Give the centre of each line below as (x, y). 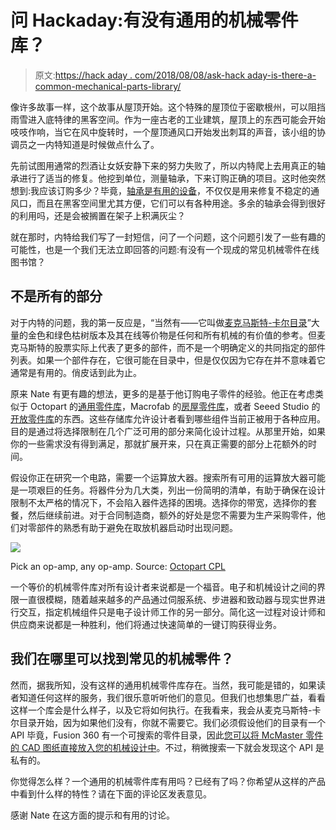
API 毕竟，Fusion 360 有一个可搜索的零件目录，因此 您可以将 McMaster (157, 735)
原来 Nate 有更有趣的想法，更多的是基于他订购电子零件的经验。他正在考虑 (162, 393)
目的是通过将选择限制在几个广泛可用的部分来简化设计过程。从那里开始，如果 (168, 431)
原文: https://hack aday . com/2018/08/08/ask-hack (140, 75)
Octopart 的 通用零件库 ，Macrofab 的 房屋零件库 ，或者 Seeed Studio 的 (175, 406)
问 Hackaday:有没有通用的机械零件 (154, 20)
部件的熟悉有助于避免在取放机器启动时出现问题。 (137, 527)
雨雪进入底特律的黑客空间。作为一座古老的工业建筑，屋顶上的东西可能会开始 (168, 119)
